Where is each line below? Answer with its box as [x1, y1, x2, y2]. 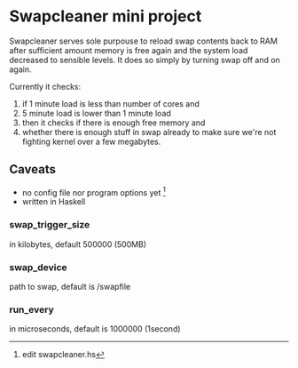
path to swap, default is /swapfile [9, 282, 131, 292]
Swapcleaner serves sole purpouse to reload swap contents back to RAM [9, 36, 278, 46]
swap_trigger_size [9, 219, 90, 231]
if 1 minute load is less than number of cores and [21, 98, 200, 108]
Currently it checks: [9, 81, 82, 92]
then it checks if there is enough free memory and [21, 117, 206, 128]
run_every [9, 303, 55, 316]
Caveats [9, 162, 56, 177]
